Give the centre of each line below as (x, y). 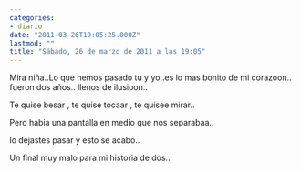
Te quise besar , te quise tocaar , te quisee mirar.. (102, 105)
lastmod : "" (32, 43)
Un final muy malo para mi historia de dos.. (90, 158)
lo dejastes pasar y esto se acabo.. (75, 140)
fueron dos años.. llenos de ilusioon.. (79, 87)
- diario (26, 26)
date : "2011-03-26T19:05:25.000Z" (75, 35)
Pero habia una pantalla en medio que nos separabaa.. (112, 123)
